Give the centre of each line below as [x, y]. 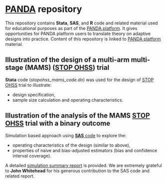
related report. [20, 176]
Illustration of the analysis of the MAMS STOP [78, 116]
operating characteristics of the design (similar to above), [71, 145]
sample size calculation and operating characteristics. [68, 100]
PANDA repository [44, 9]
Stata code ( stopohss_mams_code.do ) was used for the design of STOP [80, 80]
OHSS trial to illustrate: [28, 85]
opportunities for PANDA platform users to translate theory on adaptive [78, 33]
